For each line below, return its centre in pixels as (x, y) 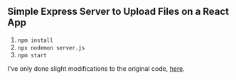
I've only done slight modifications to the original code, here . (96, 68)
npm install (35, 40)
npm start (32, 55)
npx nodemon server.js (51, 48)
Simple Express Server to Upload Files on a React (118, 12)
